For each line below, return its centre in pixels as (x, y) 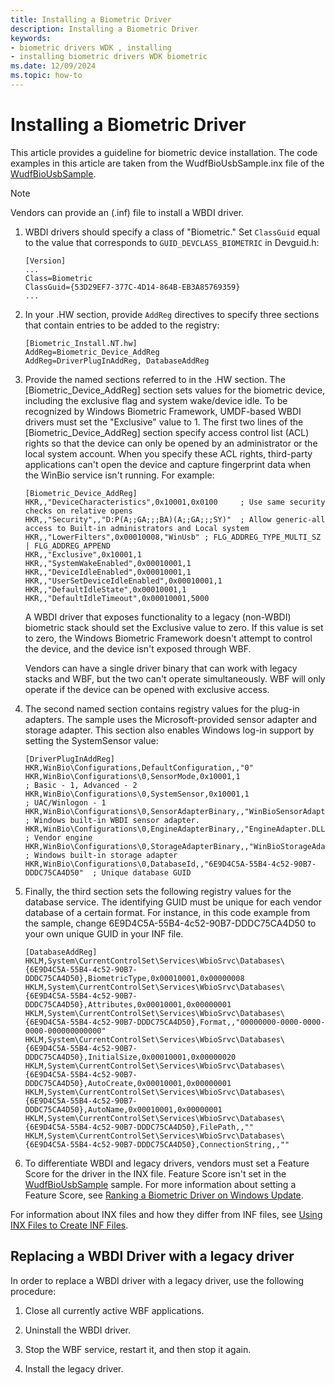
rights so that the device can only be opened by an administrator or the (171, 443)
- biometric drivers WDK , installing (91, 47)
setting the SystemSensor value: (91, 740)
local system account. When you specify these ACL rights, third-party (168, 453)
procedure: (33, 1291)
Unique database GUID (146, 872)
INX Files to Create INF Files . (69, 1225)
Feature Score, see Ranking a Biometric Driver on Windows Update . (164, 1195)
